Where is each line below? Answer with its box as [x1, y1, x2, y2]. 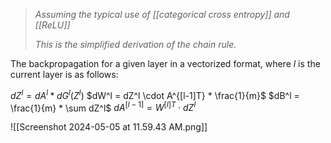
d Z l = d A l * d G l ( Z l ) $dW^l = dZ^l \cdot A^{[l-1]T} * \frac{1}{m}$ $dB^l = [10, 88, 300, 101]
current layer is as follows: [10, 69, 119, 80]
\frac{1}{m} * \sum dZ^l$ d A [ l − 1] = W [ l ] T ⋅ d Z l [10, 100, 197, 114]
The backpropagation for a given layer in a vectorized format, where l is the [10, 58, 321, 69]
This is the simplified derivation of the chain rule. [34, 39, 237, 50]
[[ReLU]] [34, 19, 71, 31]
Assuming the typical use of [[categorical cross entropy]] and [34, 9, 290, 20]
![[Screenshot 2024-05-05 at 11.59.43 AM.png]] [10, 121, 208, 133]
